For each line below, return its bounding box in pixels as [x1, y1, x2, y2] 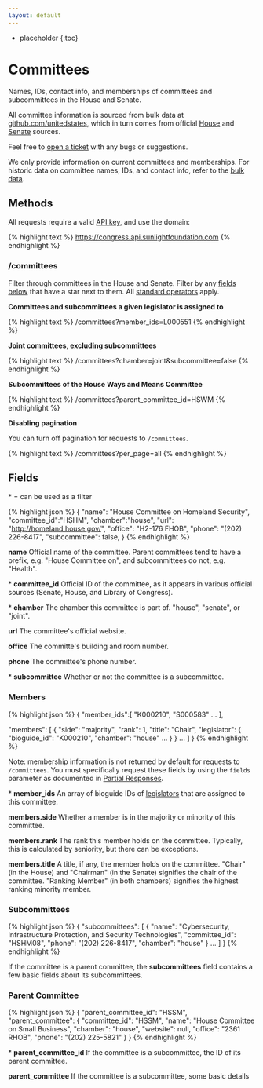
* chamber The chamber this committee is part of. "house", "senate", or [8, 603, 241, 612]
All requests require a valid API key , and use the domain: [8, 217, 191, 227]
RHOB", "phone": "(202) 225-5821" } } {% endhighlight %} [8, 1033, 198, 1042]
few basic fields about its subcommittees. [8, 970, 143, 980]
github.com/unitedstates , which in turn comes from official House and [8, 119, 235, 128]
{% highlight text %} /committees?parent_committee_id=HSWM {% [8, 394, 226, 404]
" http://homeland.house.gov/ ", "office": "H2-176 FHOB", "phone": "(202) [8, 524, 242, 534]
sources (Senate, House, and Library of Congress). [8, 588, 174, 597]
